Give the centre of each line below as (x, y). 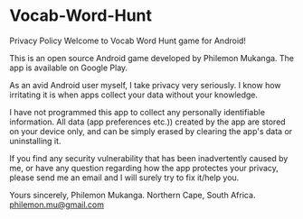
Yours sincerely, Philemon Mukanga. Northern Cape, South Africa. (133, 195)
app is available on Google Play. (69, 68)
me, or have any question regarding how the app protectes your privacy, (144, 168)
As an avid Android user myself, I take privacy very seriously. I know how (146, 85)
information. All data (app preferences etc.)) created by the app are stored (148, 122)
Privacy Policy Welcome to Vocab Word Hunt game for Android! (128, 41)
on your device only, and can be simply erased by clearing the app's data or (151, 131)
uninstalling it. (35, 141)
